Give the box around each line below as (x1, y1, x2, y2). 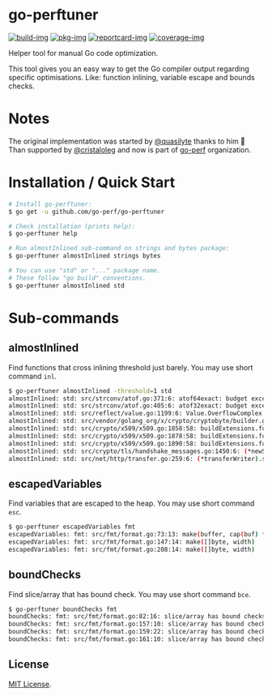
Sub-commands (8, 309, 120, 327)
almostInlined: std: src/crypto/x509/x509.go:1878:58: (8, 432, 198, 440)
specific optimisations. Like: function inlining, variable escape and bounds (8, 72, 255, 82)
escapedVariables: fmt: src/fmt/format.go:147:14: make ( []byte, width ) (8, 538, 255, 546)
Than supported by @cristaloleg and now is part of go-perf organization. (8, 144, 252, 155)
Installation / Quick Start (8, 173, 176, 192)
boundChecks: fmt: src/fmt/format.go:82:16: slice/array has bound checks (8, 613, 266, 621)
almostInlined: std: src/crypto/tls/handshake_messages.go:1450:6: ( (8, 447, 249, 455)
